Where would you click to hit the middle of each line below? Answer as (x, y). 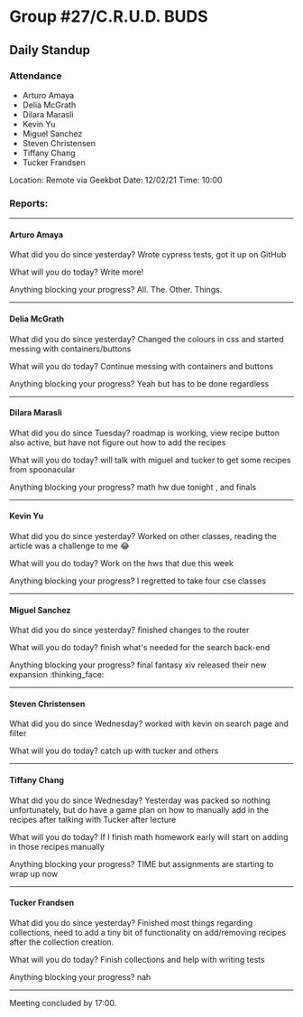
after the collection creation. (62, 942)
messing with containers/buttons (70, 349)
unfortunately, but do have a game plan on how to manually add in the (139, 809)
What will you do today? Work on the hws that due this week (122, 563)
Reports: (29, 203)
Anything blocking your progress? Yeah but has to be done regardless (139, 383)
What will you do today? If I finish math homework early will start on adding (149, 836)
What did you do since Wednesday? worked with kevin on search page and (149, 723)
